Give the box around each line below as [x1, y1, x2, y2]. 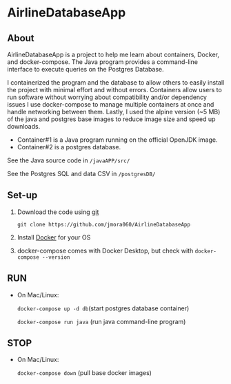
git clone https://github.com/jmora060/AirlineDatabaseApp [17, 221, 191, 228]
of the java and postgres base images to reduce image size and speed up [7, 115, 216, 123]
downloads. [7, 122, 41, 130]
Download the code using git [17, 208, 99, 216]
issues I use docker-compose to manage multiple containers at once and [7, 100, 214, 108]
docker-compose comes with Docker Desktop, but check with [17, 246, 194, 255]
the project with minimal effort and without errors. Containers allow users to [7, 86, 222, 94]
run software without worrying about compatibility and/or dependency [7, 93, 207, 101]
